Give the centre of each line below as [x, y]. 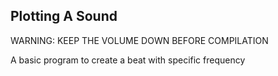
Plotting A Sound [64, 16]
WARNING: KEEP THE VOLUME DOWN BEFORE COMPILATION [139, 40]
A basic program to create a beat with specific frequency [128, 60]
